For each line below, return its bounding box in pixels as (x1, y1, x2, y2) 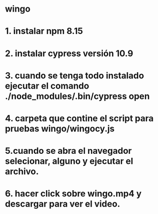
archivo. (5, 166, 39, 177)
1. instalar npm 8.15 (5, 26, 83, 37)
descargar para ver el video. (5, 198, 120, 210)
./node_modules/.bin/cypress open (5, 91, 150, 101)
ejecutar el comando (5, 80, 89, 91)
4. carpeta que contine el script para (5, 113, 154, 124)
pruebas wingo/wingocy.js (5, 123, 115, 134)
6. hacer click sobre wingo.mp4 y (5, 188, 142, 199)
